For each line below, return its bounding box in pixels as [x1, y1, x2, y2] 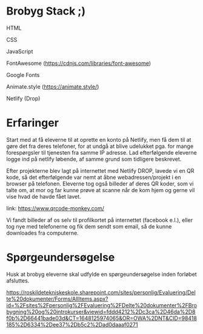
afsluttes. [6, 277, 30, 284]
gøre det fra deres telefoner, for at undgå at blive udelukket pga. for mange [6, 142, 194, 150]
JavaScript [6, 47, 33, 55]
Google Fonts [6, 71, 40, 78]
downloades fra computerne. [6, 229, 79, 236]
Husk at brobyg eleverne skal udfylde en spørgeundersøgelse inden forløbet [6, 270, 197, 278]
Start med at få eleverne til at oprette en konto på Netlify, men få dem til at [6, 136, 191, 143]
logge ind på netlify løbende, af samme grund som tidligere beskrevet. [6, 155, 182, 162]
